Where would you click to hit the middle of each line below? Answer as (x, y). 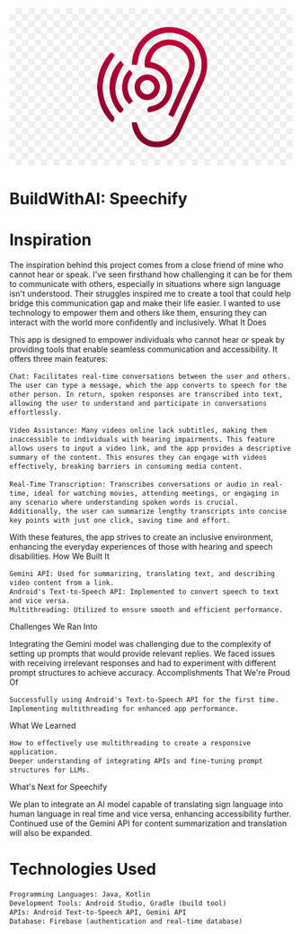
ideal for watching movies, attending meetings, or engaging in (156, 494)
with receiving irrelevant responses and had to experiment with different (143, 663)
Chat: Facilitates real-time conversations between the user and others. (150, 377)
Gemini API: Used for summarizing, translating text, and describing (142, 574)
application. (34, 752)
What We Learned (43, 726)
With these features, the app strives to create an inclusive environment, (142, 537)
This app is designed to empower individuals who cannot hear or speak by (147, 340)
